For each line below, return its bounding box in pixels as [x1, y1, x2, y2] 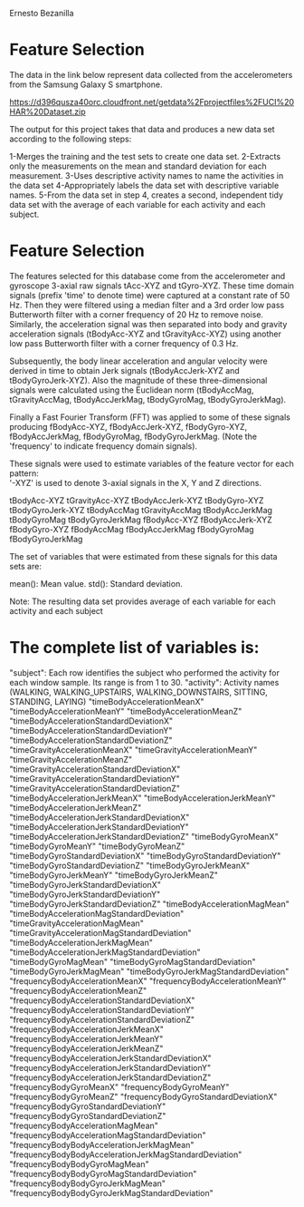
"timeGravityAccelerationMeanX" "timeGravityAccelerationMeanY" [9, 744, 258, 755]
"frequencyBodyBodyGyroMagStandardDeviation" [9, 1168, 197, 1179]
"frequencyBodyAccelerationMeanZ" [9, 985, 147, 996]
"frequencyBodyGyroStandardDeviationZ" [9, 1110, 166, 1121]
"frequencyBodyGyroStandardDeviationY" [9, 1101, 166, 1112]
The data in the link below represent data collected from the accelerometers [9, 69, 293, 80]
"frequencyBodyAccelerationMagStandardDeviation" [9, 1129, 206, 1141]
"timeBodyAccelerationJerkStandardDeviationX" [9, 812, 190, 823]
